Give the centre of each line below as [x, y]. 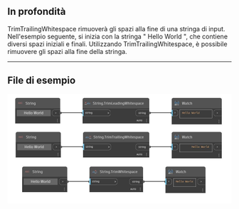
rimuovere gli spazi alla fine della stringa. [67, 51]
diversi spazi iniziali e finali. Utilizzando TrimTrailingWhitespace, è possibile [117, 44]
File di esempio [42, 81]
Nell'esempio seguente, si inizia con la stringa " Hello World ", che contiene [118, 36]
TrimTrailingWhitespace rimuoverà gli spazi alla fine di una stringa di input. [116, 28]
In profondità [37, 12]
